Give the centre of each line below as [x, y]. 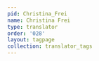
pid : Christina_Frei [38, 14]
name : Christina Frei [39, 20]
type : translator [33, 27]
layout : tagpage [31, 40]
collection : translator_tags [50, 46]
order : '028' [26, 33]
